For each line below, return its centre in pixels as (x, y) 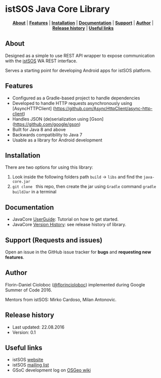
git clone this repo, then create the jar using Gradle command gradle (84, 187)
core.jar (21, 182)
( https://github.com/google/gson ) (46, 124)
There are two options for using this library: (49, 167)
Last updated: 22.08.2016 (38, 327)
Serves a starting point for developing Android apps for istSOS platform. (78, 70)
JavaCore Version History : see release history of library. (69, 225)
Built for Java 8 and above (39, 129)
